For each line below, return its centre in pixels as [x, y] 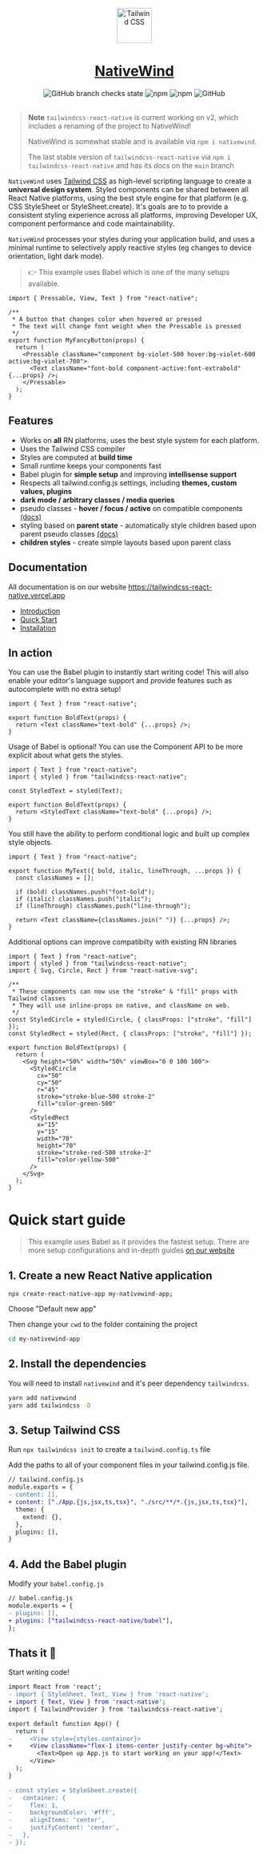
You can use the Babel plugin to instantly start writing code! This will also [129, 672]
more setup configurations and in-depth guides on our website [131, 1250]
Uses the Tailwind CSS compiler [72, 448]
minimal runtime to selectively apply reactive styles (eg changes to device [130, 247]
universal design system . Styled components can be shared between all [129, 189]
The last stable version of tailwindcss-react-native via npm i [129, 157]
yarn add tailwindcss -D [50, 1406]
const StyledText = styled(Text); [66, 791]
